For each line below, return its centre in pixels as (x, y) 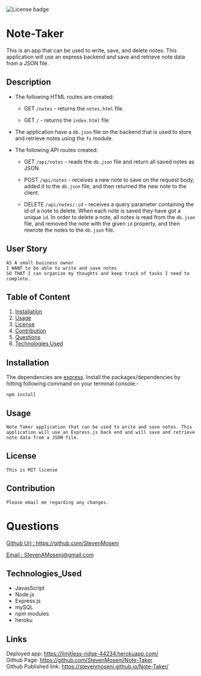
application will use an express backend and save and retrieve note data (96, 57)
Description (29, 82)
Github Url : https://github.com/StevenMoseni (63, 543)
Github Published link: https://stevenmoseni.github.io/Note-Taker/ (88, 666)
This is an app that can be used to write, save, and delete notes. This (91, 50)
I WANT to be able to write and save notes (62, 268)
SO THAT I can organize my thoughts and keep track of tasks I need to (98, 273)
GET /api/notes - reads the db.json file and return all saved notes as (109, 161)
